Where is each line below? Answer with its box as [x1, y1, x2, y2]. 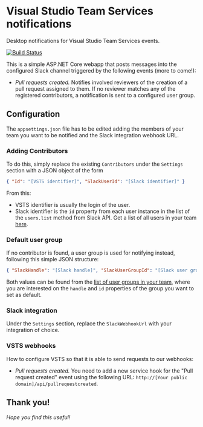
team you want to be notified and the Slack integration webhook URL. [6, 131, 179, 139]
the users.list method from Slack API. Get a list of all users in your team [14, 213, 197, 221]
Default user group [6, 235, 63, 244]
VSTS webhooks [6, 342, 56, 350]
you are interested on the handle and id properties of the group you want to [6, 285, 195, 292]
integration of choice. [6, 327, 60, 334]
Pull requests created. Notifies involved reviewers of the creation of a [14, 79, 188, 86]
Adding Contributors [6, 146, 68, 155]
